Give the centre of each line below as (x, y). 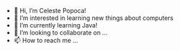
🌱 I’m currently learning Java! (56, 25)
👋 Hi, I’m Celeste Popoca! (50, 11)
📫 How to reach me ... (46, 40)
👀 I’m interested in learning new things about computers (93, 18)
